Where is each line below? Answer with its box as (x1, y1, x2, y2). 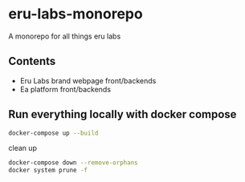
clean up (8, 144, 38, 153)
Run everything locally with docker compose (8, 107, 237, 121)
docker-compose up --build (8, 129, 99, 137)
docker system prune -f (8, 166, 88, 175)
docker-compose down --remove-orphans (8, 159, 138, 167)
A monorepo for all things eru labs (8, 31, 121, 41)
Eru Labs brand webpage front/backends (19, 75, 157, 85)
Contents (8, 55, 56, 68)
